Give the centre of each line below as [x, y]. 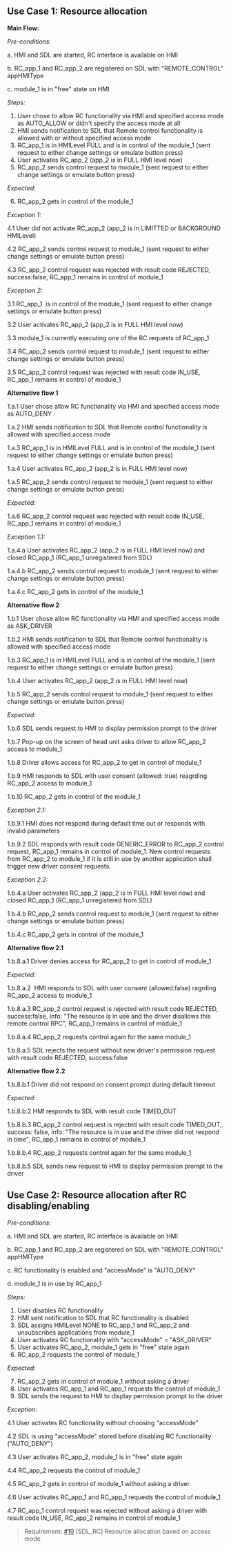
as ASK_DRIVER [30, 626]
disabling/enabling [48, 1206]
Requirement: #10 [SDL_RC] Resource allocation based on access [117, 1531]
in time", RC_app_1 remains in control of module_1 [77, 1139]
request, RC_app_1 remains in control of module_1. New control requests [109, 851]
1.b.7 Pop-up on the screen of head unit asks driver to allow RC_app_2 [107, 741]
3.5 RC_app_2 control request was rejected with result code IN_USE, [104, 372]
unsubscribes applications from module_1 [76, 1332]
